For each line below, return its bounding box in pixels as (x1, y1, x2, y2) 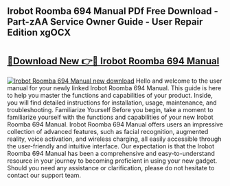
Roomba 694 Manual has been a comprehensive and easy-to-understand (7, 150, 215, 157)
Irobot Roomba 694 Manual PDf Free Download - (7, 5, 218, 17)
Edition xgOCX (7, 27, 71, 38)
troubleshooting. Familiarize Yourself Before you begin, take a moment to (7, 106, 214, 114)
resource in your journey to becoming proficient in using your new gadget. (7, 157, 218, 165)
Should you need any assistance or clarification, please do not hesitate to (7, 164, 215, 172)
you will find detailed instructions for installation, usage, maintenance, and (7, 98, 218, 107)
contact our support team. (7, 171, 81, 179)
